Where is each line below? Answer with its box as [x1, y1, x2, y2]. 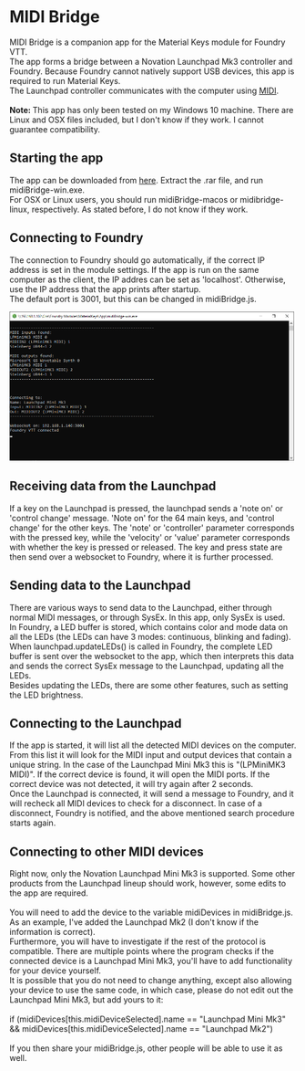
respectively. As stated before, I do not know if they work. [31, 204, 249, 215]
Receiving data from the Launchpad [9, 478, 217, 494]
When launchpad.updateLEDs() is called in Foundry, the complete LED [9, 641, 273, 652]
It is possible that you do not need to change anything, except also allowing [9, 975, 292, 986]
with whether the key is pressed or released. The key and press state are [9, 541, 283, 552]
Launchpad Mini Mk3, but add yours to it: [9, 994, 164, 1005]
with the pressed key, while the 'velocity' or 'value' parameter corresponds [9, 531, 290, 542]
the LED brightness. [9, 689, 84, 700]
